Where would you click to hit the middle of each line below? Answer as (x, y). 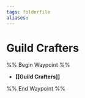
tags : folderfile (28, 12)
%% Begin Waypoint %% (38, 65)
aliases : (17, 18)
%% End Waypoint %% (36, 89)
